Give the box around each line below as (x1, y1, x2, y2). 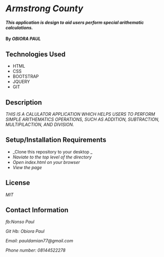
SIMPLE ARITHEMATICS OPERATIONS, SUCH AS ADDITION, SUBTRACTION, (5, 116, 160, 122)
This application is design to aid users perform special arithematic (5, 19, 144, 25)
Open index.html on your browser (12, 159, 80, 165)
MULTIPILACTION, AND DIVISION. (5, 122, 75, 128)
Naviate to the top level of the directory (12, 154, 92, 160)
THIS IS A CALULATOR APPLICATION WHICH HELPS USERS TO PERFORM (5, 111, 155, 117)
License (5, 179, 30, 187)
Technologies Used (5, 50, 65, 58)
